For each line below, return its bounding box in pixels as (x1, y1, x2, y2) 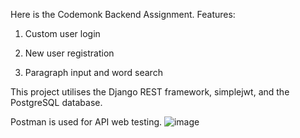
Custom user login (24, 28, 101, 39)
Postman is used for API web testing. (10, 116, 163, 128)
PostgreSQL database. (10, 97, 103, 108)
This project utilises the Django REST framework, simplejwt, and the (10, 86, 290, 98)
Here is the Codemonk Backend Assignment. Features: (10, 9, 236, 20)
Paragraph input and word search (24, 67, 163, 78)
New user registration (24, 47, 115, 59)
